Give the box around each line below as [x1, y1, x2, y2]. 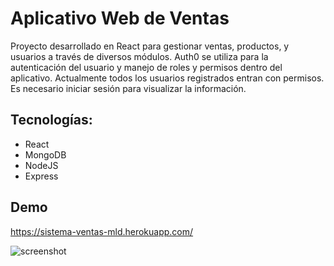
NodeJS [24, 159, 59, 171]
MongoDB [24, 148, 67, 161]
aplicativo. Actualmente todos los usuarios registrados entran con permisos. [10, 72, 325, 84]
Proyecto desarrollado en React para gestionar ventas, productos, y [10, 40, 290, 52]
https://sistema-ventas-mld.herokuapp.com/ [10, 225, 194, 237]
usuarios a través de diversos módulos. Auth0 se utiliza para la [10, 50, 269, 62]
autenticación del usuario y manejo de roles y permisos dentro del [10, 61, 283, 73]
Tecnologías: [10, 112, 93, 129]
